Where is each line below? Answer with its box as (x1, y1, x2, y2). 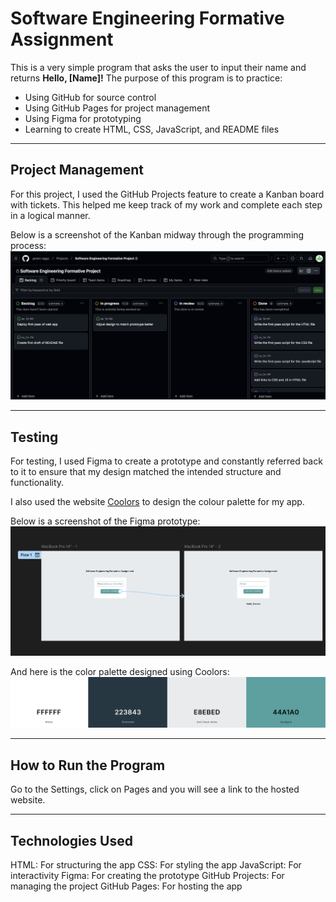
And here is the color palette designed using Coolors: (10, 665, 230, 677)
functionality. (10, 477, 65, 489)
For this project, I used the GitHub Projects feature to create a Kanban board (10, 188, 325, 200)
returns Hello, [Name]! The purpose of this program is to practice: (10, 72, 283, 84)
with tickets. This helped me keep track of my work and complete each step (10, 198, 323, 211)
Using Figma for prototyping (24, 112, 142, 124)
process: (10, 239, 47, 251)
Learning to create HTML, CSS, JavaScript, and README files (24, 123, 280, 135)
